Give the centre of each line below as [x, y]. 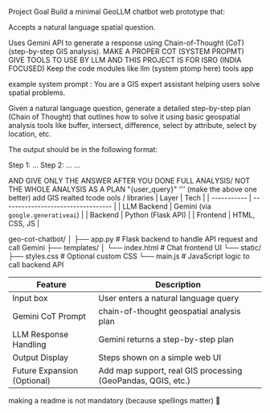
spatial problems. [37, 93]
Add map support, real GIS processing [170, 371]
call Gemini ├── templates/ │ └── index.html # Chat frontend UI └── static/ [135, 248]
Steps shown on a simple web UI [160, 357]
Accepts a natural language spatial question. [82, 27]
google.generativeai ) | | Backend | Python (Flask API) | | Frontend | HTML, [132, 215]
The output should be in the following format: [83, 149]
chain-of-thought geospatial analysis [170, 311]
